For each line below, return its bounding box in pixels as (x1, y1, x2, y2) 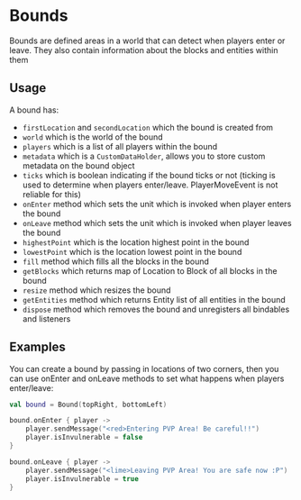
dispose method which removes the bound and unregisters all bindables (22, 304, 290, 314)
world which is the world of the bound (22, 132, 164, 142)
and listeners (22, 313, 71, 324)
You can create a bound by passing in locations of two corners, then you (9, 363, 279, 374)
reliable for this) (22, 188, 81, 199)
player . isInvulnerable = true (25, 474, 140, 483)
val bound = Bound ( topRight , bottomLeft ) (9, 400, 168, 409)
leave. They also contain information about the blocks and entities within (9, 44, 278, 55)
